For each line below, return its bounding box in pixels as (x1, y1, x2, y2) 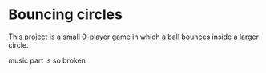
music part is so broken (8, 56, 87, 65)
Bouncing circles (8, 6, 123, 24)
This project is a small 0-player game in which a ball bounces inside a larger (8, 32, 259, 41)
